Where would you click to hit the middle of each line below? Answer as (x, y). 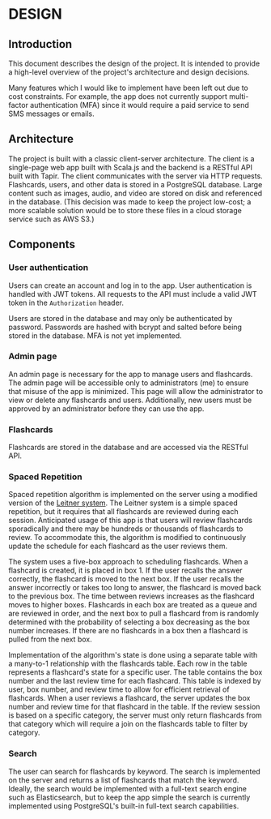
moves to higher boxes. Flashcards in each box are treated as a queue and (133, 605)
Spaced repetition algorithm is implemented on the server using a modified (133, 495)
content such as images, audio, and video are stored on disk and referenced (135, 193)
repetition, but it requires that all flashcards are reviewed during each (123, 512)
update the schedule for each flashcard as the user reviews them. (118, 546)
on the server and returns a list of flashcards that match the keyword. (124, 780)
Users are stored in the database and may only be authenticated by (121, 318)
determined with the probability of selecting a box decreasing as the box (129, 622)
